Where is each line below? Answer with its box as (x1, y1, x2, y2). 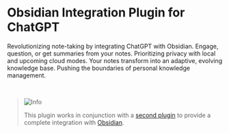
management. (7, 71, 46, 80)
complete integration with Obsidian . (23, 118, 124, 126)
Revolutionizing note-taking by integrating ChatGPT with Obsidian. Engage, (7, 42, 219, 50)
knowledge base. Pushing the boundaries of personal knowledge (7, 64, 190, 72)
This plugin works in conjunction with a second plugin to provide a (23, 111, 211, 119)
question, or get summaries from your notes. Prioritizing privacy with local (7, 49, 216, 58)
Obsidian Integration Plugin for (7, 5, 185, 21)
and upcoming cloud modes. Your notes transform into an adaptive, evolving (7, 56, 223, 64)
